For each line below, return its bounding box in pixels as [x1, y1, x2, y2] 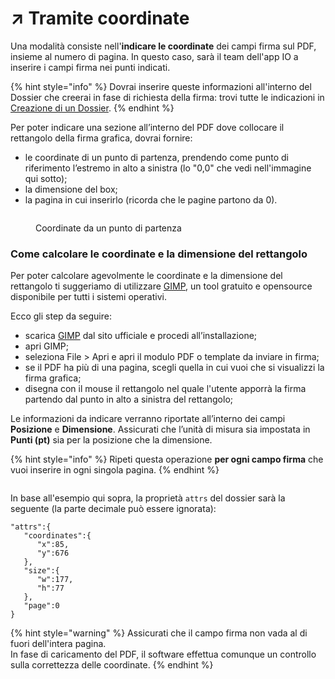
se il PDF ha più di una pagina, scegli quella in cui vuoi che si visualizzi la [24, 362, 325, 374]
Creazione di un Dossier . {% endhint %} [10, 102, 175, 114]
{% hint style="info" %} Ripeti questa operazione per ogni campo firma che [10, 453, 324, 466]
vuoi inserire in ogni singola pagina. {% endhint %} [10, 464, 220, 476]
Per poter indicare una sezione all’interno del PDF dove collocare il [10, 121, 285, 133]
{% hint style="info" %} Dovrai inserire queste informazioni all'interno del [10, 80, 312, 92]
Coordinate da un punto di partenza [35, 222, 182, 234]
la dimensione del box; [24, 183, 118, 195]
